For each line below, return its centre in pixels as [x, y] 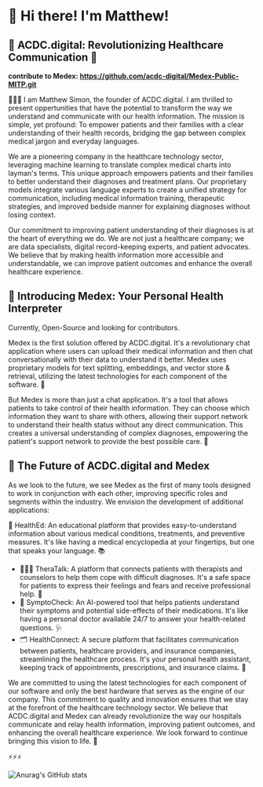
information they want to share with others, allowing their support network [128, 416]
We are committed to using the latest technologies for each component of [128, 683]
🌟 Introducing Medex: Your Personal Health [116, 296]
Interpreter [35, 309]
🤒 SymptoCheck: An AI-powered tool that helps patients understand [129, 602]
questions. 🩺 [41, 628]
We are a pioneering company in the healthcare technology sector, [116, 157]
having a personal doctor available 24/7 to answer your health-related [132, 618]
